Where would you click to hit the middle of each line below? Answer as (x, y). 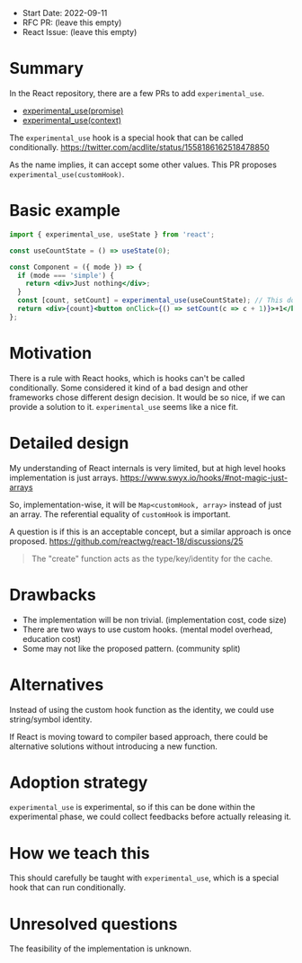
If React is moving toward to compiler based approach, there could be (138, 736)
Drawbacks (53, 595)
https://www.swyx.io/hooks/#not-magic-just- (204, 477)
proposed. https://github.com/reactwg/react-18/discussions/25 (126, 541)
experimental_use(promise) (73, 111)
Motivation (51, 353)
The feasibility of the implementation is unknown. (100, 949)
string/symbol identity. (51, 719)
